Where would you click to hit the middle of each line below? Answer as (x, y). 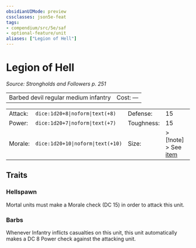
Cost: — (127, 97)
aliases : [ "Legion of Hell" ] (41, 39)
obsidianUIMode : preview (36, 11)
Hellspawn (22, 192)
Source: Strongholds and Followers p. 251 (56, 84)
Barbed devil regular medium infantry (60, 97)
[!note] (175, 140)
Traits (17, 175)
